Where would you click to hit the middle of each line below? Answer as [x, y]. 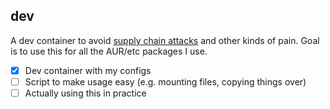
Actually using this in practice [85, 93]
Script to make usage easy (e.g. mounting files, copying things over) [165, 81]
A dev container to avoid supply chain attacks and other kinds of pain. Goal [165, 40]
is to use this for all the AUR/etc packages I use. [109, 51]
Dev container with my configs [88, 70]
